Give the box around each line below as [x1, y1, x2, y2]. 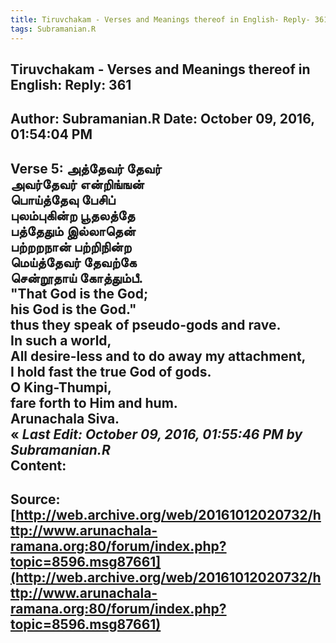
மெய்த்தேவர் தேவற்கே [10, 254, 137, 271]
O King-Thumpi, [10, 379, 112, 396]
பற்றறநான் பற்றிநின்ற [10, 238, 132, 255]
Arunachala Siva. [10, 410, 120, 427]
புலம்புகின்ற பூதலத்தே [10, 207, 135, 224]
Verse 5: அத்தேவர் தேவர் [10, 160, 162, 177]
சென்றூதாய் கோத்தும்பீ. [10, 269, 144, 286]
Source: [10, 491, 61, 508]
